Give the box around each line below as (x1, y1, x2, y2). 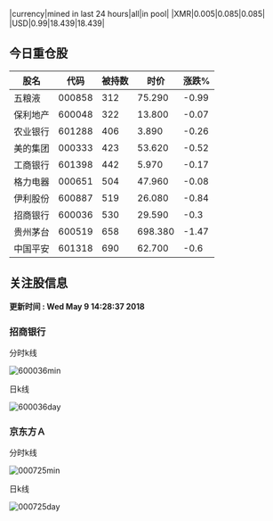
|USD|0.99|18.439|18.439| (9, 18, 105, 29)
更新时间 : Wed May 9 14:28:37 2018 (9, 301, 145, 311)
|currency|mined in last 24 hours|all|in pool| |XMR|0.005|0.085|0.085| (9, 9, 265, 19)
